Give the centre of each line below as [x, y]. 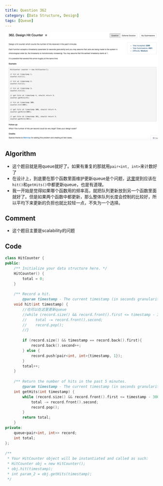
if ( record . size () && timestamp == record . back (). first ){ [82, 340]
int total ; [25, 438]
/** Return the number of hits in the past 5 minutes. [70, 382]
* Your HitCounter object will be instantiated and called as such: [78, 459]
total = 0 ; [33, 279]
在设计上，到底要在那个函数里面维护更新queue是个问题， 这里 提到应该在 [84, 178]
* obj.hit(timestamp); [30, 469]
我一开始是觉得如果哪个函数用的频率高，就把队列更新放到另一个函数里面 [84, 191]
